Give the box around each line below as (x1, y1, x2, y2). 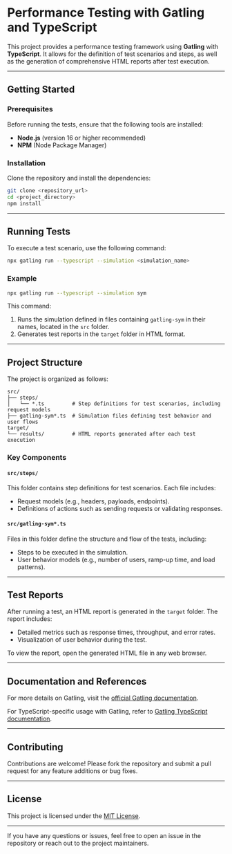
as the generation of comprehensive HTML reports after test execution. (7, 57, 210, 65)
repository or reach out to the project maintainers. (7, 839, 149, 847)
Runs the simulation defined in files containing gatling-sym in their (17, 315, 206, 324)
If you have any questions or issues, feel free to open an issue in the (7, 831, 202, 839)
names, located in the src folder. (17, 323, 110, 331)
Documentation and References (7, 676, 147, 687)
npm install (7, 200, 41, 207)
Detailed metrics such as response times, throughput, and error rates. (17, 628, 216, 637)
